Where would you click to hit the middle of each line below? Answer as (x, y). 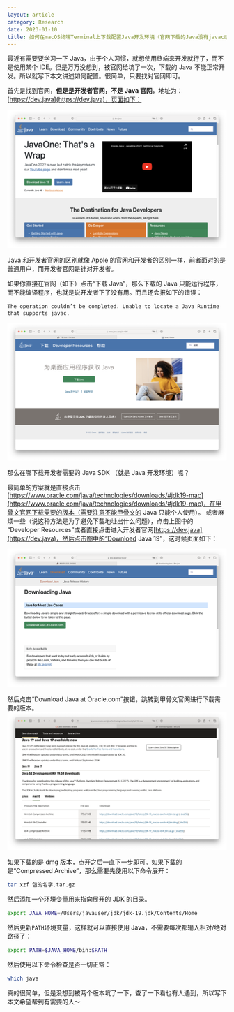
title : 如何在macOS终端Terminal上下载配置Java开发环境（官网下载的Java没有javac (116, 37)
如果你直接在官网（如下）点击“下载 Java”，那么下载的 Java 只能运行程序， (115, 284)
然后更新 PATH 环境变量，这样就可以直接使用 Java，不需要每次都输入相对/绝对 (117, 927)
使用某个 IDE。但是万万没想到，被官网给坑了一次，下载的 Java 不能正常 (116, 67)
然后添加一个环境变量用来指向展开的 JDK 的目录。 (79, 899)
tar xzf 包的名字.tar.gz (41, 885)
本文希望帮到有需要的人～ (44, 1002)
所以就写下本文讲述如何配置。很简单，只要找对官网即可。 (102, 76)
